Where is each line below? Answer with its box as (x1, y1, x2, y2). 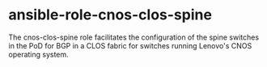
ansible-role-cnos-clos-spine (8, 6, 213, 24)
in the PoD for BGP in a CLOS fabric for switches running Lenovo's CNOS (8, 40, 252, 50)
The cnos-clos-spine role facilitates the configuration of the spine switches (8, 32, 260, 42)
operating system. (8, 49, 69, 59)
